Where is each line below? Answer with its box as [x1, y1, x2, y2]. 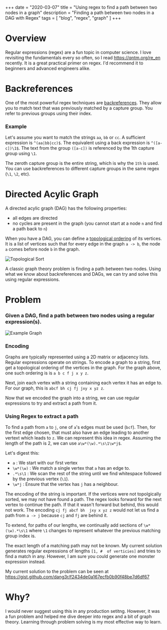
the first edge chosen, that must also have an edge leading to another [5, 429, 149, 435]
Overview [5, 33, 47, 44]
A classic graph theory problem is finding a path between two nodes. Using [5, 266, 161, 272]
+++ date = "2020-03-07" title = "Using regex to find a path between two [5, 5, 157, 10]
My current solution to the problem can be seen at [5, 569, 109, 575]
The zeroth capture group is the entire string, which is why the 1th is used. [5, 160, 159, 166]
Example [5, 123, 27, 130]
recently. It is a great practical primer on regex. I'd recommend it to [5, 60, 144, 66]
